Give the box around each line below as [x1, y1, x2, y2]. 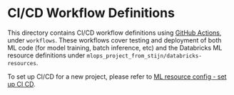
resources [7, 60, 37, 67]
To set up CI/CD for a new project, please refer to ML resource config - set [7, 72, 227, 81]
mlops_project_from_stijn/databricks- [86, 52, 202, 60]
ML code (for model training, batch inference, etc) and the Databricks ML [7, 43, 223, 52]
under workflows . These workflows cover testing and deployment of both [7, 35, 222, 44]
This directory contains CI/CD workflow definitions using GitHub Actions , [7, 28, 222, 37]
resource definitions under [7, 51, 86, 60]
